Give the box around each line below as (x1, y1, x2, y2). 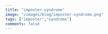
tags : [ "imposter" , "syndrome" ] (5, 16, 72, 21)
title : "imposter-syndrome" (5, 7, 65, 12)
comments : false (5, 21, 40, 26)
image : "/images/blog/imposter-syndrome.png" (5, 12, 103, 17)
